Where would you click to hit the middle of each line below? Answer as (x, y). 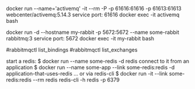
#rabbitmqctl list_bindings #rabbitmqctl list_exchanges (72, 50)
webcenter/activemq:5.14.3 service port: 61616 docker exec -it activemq (93, 15)
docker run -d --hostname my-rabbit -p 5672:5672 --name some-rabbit (93, 32)
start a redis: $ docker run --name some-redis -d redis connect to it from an (97, 61)
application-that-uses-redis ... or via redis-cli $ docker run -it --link (87, 73)
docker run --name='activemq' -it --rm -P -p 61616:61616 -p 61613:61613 (94, 8)
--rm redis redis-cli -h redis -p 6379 (76, 80)
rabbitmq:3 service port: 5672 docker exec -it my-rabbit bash (80, 38)
